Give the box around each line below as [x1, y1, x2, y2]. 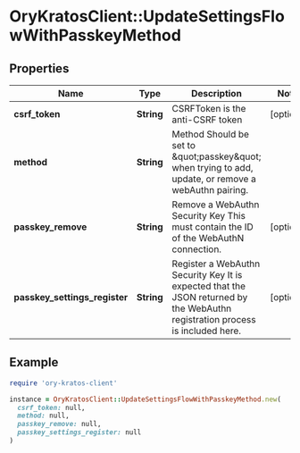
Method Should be [171, 128, 250, 140]
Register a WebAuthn [171, 257, 261, 270]
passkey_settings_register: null [17, 428, 142, 437]
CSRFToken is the [171, 103, 246, 114]
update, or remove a [171, 172, 256, 185]
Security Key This [171, 210, 246, 222]
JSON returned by [171, 291, 248, 303]
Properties [9, 61, 70, 76]
